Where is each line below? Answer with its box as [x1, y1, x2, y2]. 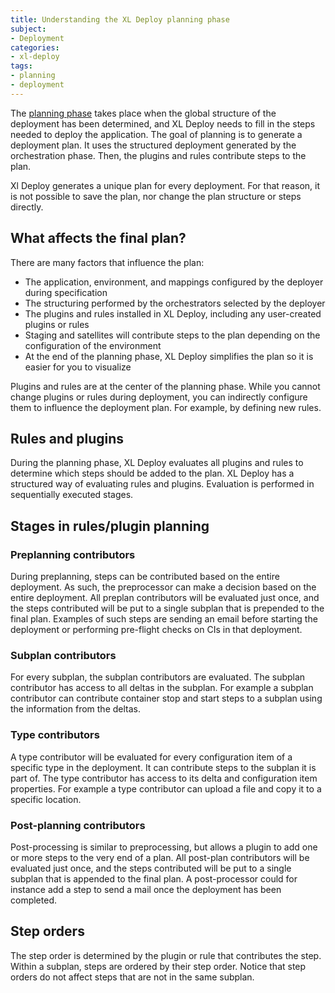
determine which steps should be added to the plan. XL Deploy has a [10, 467, 295, 480]
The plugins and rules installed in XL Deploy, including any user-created [24, 307, 322, 320]
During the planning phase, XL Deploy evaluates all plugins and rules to [10, 457, 304, 469]
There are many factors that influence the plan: [10, 256, 205, 268]
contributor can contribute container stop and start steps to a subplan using [10, 692, 323, 705]
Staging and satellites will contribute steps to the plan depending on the [24, 329, 321, 341]
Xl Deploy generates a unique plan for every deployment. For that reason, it [10, 179, 320, 191]
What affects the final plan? [10, 230, 187, 247]
